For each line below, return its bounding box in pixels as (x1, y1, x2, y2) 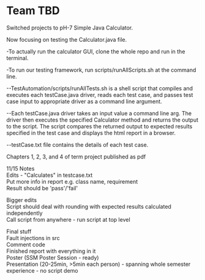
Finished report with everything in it (6, 247, 96, 255)
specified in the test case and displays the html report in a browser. (6, 129, 176, 136)
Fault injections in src (6, 234, 60, 241)
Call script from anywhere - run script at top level (6, 216, 130, 223)
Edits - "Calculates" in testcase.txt (6, 171, 93, 179)
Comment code (6, 241, 46, 248)
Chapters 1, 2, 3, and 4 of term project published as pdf (6, 153, 146, 160)
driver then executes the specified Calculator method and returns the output (6, 116, 199, 123)
